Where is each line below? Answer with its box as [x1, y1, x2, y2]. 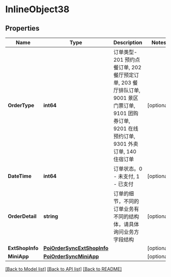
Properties [5, 24, 40, 33]
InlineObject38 [5, 4, 70, 15]
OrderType [8, 102, 35, 109]
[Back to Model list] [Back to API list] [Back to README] [5, 266, 122, 272]
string [43, 213, 59, 220]
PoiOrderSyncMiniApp [43, 253, 99, 260]
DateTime [8, 172, 32, 180]
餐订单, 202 [113, 64, 141, 71]
